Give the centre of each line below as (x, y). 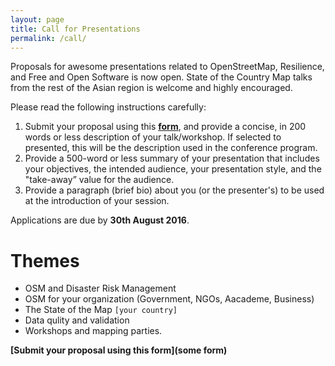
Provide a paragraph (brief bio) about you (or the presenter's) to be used (174, 190)
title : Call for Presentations (75, 29)
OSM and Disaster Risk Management (100, 288)
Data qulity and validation (77, 320)
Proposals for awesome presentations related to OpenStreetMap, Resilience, (167, 67)
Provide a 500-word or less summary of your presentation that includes (172, 158)
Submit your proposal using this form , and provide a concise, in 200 (165, 127)
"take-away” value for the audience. (99, 180)
